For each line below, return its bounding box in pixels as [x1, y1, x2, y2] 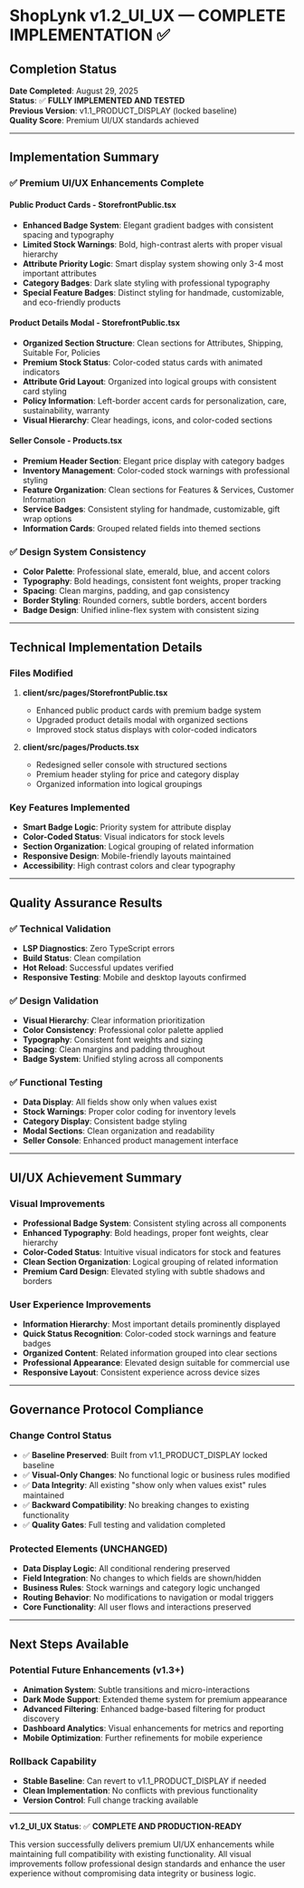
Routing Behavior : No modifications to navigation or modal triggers [22, 1592, 274, 1603]
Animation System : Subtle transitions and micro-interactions [22, 1684, 251, 1696]
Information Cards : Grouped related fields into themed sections [22, 522, 261, 533]
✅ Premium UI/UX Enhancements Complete [9, 177, 204, 190]
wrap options [22, 513, 72, 524]
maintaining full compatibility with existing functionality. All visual [9, 1849, 252, 1860]
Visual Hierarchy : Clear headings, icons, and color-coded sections [22, 414, 273, 425]
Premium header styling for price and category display [35, 768, 240, 780]
